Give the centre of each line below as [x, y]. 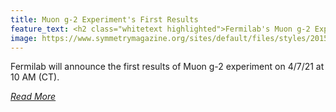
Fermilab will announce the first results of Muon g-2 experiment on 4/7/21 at [167, 67]
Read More [33, 97]
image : [24, 38]
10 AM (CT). [35, 77]
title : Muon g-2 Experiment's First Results [104, 19]
